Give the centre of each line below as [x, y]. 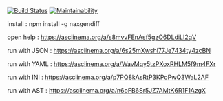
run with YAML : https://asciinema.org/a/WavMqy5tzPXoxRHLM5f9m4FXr [111, 64]
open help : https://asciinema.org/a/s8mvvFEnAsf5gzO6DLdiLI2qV [102, 37]
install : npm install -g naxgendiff [53, 24]
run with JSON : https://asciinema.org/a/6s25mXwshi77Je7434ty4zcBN [109, 50]
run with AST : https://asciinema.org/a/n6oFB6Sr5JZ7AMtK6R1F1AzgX [107, 90]
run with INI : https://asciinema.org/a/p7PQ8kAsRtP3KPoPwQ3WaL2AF [108, 77]
